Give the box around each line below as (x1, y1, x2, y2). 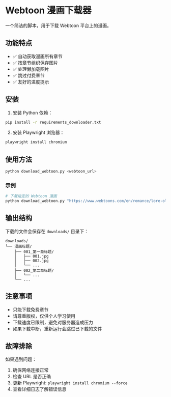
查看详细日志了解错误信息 (12, 386, 67, 392)
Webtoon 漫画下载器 (5, 5, 92, 16)
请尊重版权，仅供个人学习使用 (12, 313, 75, 319)
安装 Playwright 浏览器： (12, 129, 65, 135)
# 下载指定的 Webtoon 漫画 (5, 194, 57, 199)
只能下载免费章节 (12, 306, 49, 313)
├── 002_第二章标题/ (14, 268, 54, 273)
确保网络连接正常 (12, 367, 49, 373)
